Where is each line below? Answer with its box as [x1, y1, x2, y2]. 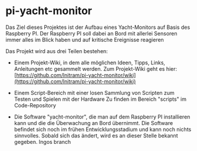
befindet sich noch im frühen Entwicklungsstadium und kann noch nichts [14, 126, 192, 133]
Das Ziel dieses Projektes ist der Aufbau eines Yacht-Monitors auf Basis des [5, 24, 191, 31]
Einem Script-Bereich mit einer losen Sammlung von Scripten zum [14, 89, 175, 96]
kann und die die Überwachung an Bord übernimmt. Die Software [14, 119, 173, 126]
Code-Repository [14, 101, 57, 109]
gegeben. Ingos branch [14, 138, 71, 145]
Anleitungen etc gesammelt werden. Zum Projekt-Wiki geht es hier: [14, 65, 178, 72]
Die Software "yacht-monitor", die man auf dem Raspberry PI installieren [14, 113, 191, 120]
